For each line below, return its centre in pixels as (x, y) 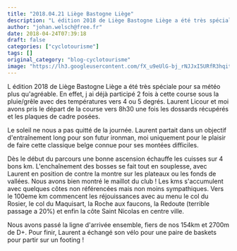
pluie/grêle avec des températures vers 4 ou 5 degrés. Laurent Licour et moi (118, 101)
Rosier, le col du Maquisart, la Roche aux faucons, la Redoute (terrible (109, 203)
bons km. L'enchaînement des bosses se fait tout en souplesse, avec (107, 166)
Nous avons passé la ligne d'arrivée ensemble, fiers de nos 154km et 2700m (119, 225)
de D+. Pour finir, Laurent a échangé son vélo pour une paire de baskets (112, 232)
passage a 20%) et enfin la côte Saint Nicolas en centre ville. (96, 211)
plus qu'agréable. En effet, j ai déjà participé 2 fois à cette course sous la (113, 94)
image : (17, 66)
